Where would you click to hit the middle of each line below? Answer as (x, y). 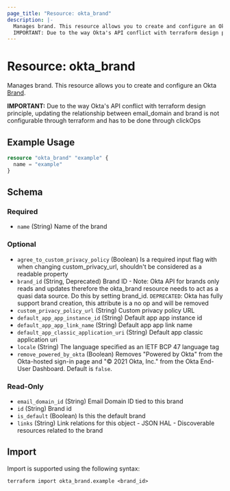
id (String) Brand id (44, 408)
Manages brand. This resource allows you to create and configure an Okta (112, 86)
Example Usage (41, 142)
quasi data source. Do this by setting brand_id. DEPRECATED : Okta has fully (120, 296)
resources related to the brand (60, 430)
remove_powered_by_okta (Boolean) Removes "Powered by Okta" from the (120, 354)
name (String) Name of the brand (62, 226)
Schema (25, 192)
